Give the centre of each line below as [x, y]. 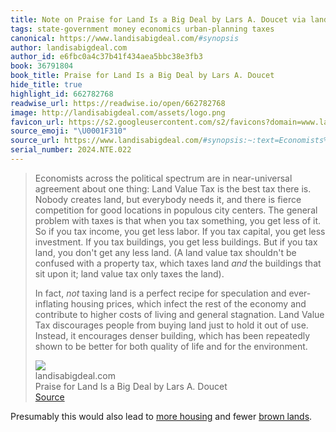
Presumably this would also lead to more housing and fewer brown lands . [161, 416]
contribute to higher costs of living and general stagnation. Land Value [179, 314]
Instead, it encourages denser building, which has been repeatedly [172, 335]
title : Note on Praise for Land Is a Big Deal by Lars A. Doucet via [158, 19]
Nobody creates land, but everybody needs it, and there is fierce [168, 199]
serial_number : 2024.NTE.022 [71, 150]
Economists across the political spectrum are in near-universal [163, 178]
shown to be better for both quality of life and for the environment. [171, 346]
